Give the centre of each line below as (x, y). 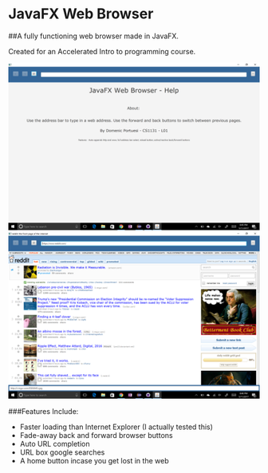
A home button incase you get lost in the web (94, 461)
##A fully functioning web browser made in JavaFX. (94, 36)
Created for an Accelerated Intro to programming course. (102, 51)
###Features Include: (43, 412)
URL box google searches (62, 452)
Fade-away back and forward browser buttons (96, 436)
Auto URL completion (55, 444)
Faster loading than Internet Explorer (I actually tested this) (116, 427)
